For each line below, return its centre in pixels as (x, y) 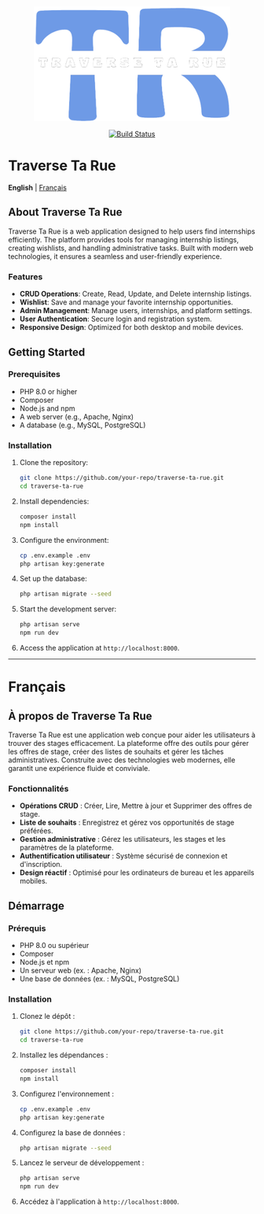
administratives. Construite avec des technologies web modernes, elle (122, 760)
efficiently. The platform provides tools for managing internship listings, (124, 239)
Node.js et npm (44, 961)
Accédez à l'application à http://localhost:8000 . (99, 1201)
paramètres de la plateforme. (66, 847)
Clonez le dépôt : (47, 1017)
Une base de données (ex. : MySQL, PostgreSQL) (99, 979)
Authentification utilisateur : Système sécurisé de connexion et (123, 856)
